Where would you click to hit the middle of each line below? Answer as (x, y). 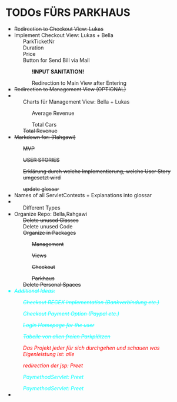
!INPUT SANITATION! (58, 71)
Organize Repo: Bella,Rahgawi (51, 214)
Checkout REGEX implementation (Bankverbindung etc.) (91, 302)
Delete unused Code (48, 226)
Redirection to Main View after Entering (79, 83)
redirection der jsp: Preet (53, 366)
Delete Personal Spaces (52, 284)
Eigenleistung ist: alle (49, 354)
